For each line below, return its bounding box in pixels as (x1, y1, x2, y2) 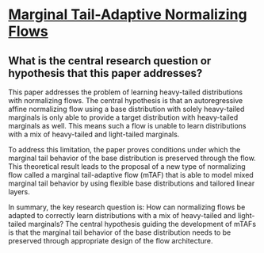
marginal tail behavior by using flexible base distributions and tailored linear (8, 178, 255, 188)
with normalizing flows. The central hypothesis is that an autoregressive (8, 96, 243, 105)
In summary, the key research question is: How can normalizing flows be (8, 202, 246, 212)
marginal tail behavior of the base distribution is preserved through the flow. (8, 153, 256, 163)
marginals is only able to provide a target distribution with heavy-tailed (8, 113, 239, 122)
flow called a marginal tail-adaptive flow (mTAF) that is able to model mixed (8, 171, 254, 179)
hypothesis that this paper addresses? (8, 66, 203, 80)
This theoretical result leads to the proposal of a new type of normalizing (8, 162, 246, 171)
